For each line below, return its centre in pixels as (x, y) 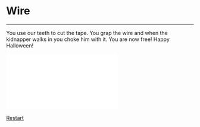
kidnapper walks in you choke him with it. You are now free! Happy (88, 39)
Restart (15, 118)
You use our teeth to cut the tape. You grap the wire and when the (87, 33)
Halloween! (20, 45)
